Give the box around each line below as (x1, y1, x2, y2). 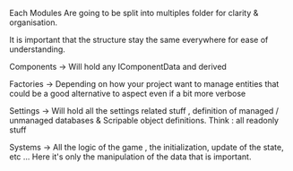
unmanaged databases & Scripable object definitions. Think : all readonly (9, 115, 280, 125)
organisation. (9, 17, 58, 28)
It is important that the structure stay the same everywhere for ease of (9, 35, 269, 45)
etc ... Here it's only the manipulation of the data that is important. (9, 151, 252, 162)
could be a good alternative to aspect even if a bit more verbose (9, 89, 246, 98)
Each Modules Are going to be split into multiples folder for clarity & (9, 8, 259, 18)
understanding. (9, 44, 65, 55)
